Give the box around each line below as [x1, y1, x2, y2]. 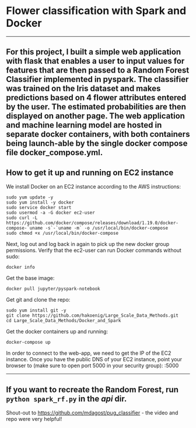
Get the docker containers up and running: [6, 328, 108, 335]
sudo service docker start [6, 205, 72, 211]
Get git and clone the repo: [6, 296, 71, 303]
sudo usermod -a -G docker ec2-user [6, 210, 95, 216]
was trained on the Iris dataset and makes [6, 84, 161, 94]
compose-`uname [6, 225, 43, 231]
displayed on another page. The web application [6, 111, 185, 121]
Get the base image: [6, 275, 55, 282]
